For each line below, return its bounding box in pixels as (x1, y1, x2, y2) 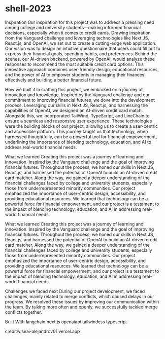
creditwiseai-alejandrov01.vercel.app (5, 328, 80, 334)
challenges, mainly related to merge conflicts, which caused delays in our (5, 293, 154, 299)
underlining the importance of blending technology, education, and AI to (5, 139, 152, 145)
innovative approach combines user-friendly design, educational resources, (5, 66, 159, 72)
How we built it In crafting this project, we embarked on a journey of (5, 86, 143, 92)
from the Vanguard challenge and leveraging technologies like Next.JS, (5, 35, 149, 41)
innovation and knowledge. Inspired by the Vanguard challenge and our (5, 92, 150, 98)
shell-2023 (5, 3, 52, 14)
